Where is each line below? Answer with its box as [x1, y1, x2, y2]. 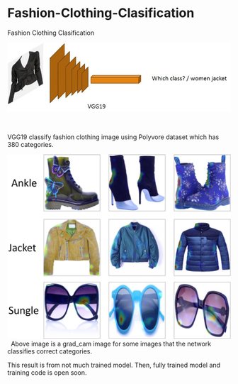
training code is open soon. [7, 368, 87, 377]
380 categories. [7, 140, 55, 148]
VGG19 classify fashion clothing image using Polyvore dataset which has [7, 133, 220, 141]
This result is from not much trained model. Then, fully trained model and [7, 361, 221, 369]
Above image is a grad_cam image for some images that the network [10, 339, 212, 348]
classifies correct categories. [7, 346, 93, 356]
